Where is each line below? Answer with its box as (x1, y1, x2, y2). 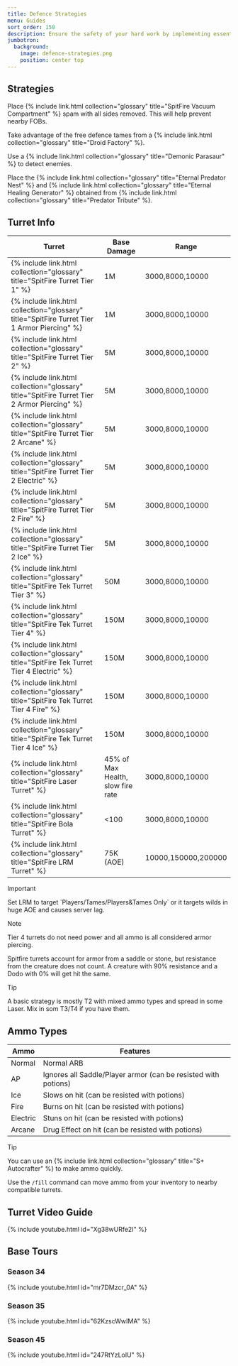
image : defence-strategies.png (20, 50, 113, 58)
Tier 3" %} (11, 590, 46, 600)
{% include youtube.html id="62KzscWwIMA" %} (7, 1316, 151, 1325)
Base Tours (7, 1245, 58, 1257)
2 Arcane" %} (11, 437, 57, 447)
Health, (103, 772, 129, 782)
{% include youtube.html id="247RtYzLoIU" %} (7, 1350, 145, 1360)
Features (120, 1047, 151, 1056)
